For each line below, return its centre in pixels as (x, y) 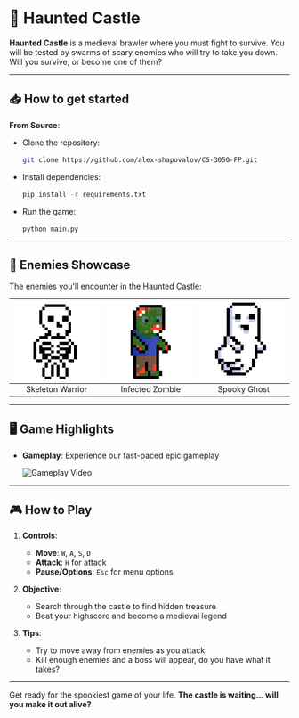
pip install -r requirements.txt (84, 194)
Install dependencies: (61, 176)
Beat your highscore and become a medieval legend (131, 616)
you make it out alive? (50, 705)
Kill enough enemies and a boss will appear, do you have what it (153, 660)
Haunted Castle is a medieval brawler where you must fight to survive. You (147, 43)
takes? (48, 669)
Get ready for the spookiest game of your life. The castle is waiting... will (144, 695)
